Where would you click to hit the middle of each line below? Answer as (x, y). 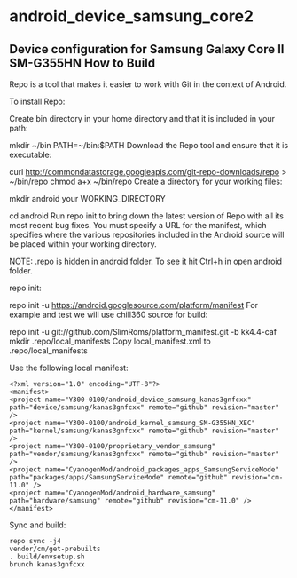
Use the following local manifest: (69, 368)
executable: (31, 154)
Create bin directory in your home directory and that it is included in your (142, 119)
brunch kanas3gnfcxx (47, 565)
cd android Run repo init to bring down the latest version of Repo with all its (147, 216)
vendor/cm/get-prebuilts (55, 549)
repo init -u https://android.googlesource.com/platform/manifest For (134, 305)
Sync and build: (38, 525)
